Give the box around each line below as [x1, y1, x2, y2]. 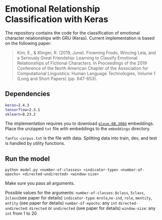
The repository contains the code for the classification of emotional [5, 30, 140, 36]
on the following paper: [5, 40, 52, 46]
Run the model [5, 155, 50, 163]
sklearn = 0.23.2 [5, 112, 36, 117]
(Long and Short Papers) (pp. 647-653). [17, 76, 97, 81]
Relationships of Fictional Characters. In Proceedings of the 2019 [17, 60, 147, 66]
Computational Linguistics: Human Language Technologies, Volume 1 [17, 70, 156, 76]
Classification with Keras [5, 14, 108, 25]
